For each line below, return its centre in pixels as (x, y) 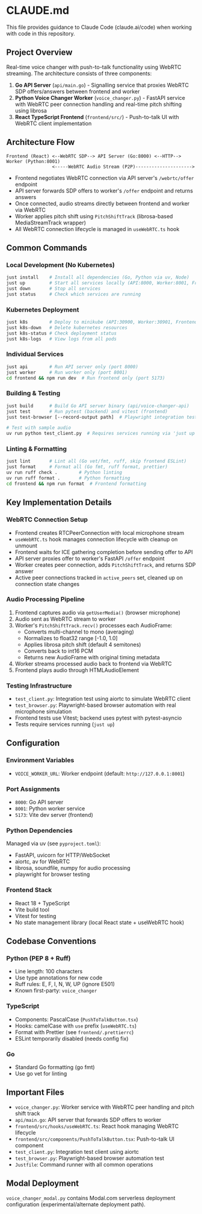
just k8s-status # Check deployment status (62, 333)
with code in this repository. (41, 33)
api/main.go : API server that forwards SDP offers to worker (88, 1120)
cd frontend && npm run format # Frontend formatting (76, 484)
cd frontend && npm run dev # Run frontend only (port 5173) (86, 378)
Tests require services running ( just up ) (65, 724)
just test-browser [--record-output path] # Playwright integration (95, 417)
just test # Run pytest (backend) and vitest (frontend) (87, 411)
